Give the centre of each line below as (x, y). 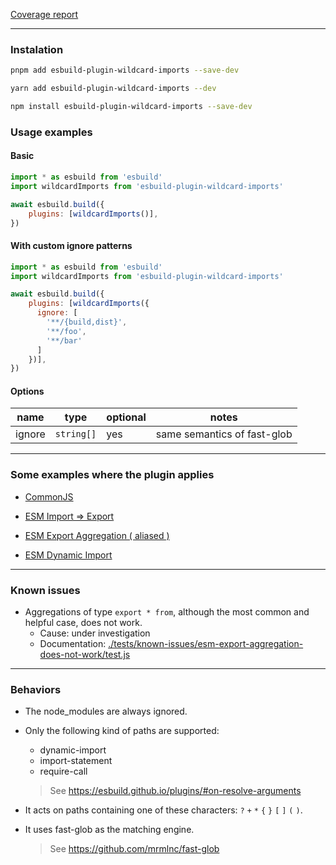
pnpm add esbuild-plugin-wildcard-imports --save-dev (125, 70)
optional (126, 417)
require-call (63, 771)
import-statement (76, 761)
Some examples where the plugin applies (112, 475)
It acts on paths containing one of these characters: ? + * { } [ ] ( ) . (163, 810)
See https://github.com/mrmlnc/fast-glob (134, 849)
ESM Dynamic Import (68, 555)
